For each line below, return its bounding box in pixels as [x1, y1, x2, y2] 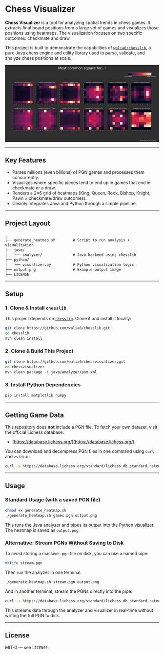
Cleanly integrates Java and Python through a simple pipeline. [12, 200, 137, 206]
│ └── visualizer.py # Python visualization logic [5, 262, 134, 267]
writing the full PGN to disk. [5, 613, 60, 619]
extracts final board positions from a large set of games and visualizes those [5, 24, 159, 30]
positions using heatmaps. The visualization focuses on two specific [5, 30, 143, 36]
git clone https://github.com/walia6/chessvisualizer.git [5, 359, 125, 364]
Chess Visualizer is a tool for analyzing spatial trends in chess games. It [5, 20, 150, 25]
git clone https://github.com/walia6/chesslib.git [5, 326, 110, 331]
